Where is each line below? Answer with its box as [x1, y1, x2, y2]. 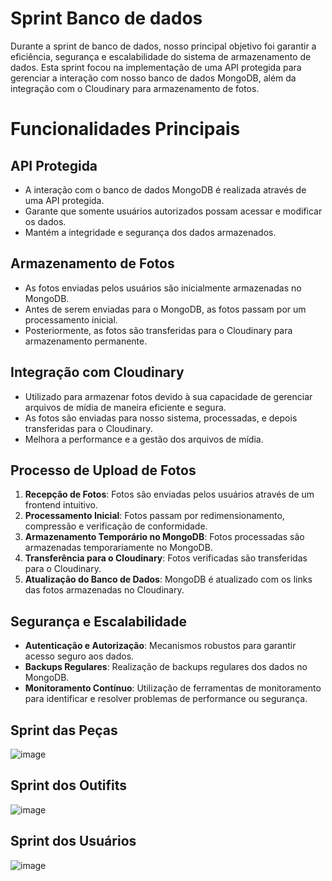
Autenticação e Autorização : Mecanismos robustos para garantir [24, 640, 297, 652]
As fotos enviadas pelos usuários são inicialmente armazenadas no [24, 282, 302, 294]
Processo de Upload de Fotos [10, 462, 197, 479]
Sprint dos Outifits [10, 777, 128, 794]
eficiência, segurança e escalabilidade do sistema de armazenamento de [10, 50, 312, 62]
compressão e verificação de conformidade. [24, 520, 208, 532]
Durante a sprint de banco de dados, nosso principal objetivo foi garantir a [10, 40, 317, 52]
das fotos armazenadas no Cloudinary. [24, 584, 185, 596]
